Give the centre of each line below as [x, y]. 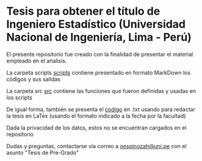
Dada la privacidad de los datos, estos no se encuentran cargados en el [96, 127]
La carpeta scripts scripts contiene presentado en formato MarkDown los [99, 72]
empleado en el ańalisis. [37, 61]
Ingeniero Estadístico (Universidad [96, 24]
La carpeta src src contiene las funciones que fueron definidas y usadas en [101, 91]
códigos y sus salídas [34, 79]
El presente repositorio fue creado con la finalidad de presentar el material [100, 54]
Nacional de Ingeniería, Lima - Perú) [99, 37]
